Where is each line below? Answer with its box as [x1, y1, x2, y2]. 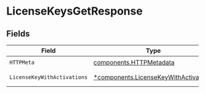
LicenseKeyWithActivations [9, 74, 88, 80]
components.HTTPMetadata [93, 58, 175, 66]
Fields [6, 29, 31, 39]
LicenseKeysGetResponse [6, 4, 143, 18]
